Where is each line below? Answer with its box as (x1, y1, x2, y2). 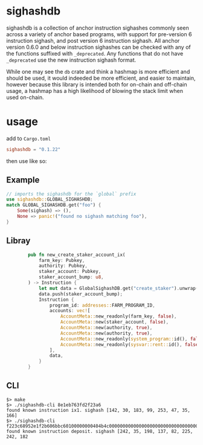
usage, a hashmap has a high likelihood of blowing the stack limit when (6, 87, 183, 94)
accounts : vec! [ (49, 308, 91, 314)
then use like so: (6, 157, 47, 164)
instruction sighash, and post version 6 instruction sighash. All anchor (6, 37, 180, 44)
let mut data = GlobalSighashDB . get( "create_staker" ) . (38, 285, 180, 291)
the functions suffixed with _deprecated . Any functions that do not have (6, 50, 184, 57)
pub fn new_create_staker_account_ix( (28, 252, 126, 258)
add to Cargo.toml (6, 135, 51, 142)
